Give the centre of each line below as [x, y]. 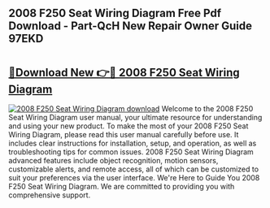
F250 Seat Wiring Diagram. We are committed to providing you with [122, 186]
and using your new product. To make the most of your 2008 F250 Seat [128, 126]
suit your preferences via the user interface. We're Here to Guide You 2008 [134, 178]
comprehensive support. [50, 195]
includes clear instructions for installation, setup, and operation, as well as [133, 143]
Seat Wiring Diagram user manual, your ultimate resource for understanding [135, 117]
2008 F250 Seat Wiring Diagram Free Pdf [115, 13]
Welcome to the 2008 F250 [207, 108]
